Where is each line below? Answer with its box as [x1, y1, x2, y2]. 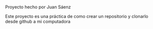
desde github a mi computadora [5, 19, 71, 24]
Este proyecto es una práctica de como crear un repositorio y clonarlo [5, 14, 149, 19]
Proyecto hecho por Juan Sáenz [5, 4, 71, 10]
